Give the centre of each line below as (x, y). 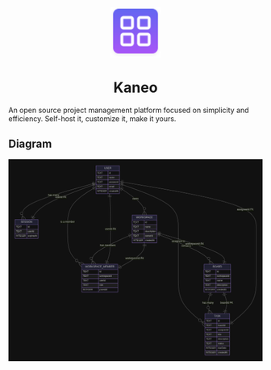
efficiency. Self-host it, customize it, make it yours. (92, 118)
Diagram (30, 144)
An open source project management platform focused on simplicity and (129, 110)
